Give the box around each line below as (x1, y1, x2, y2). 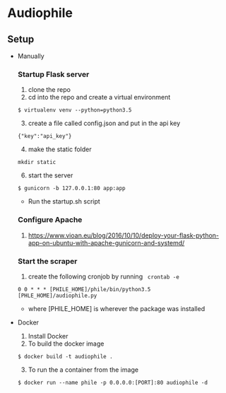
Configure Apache (17, 215, 83, 225)
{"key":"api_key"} (17, 133, 72, 140)
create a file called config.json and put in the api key (28, 119, 181, 128)
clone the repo (28, 86, 71, 94)
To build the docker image (28, 339, 105, 348)
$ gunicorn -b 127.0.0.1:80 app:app (17, 185, 126, 192)
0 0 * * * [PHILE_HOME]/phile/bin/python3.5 (17, 286, 151, 293)
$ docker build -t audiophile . (17, 353, 113, 360)
